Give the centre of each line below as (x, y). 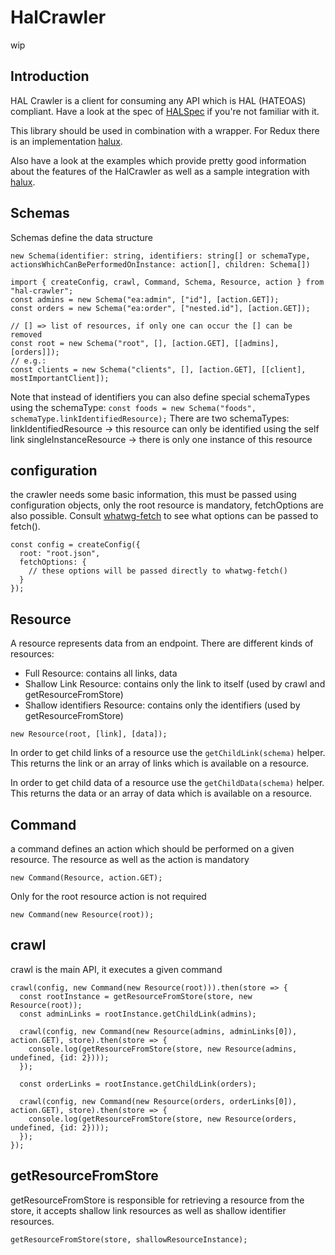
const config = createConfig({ (75, 545)
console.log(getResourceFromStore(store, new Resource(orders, (163, 1119)
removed (26, 334)
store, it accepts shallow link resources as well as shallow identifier (148, 1210)
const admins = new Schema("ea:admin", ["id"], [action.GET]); (145, 299)
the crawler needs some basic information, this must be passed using (153, 495)
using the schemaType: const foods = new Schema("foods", (133, 407)
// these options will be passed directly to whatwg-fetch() (158, 571)
